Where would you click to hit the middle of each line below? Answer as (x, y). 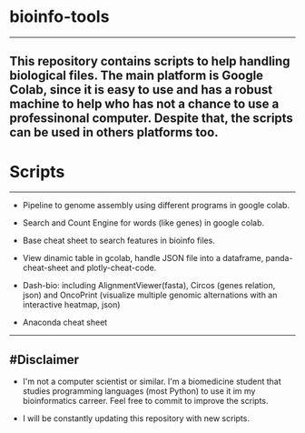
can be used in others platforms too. (114, 132)
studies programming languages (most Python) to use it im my (139, 391)
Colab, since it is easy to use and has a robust (141, 90)
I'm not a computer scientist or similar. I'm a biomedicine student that (152, 382)
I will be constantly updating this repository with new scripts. (136, 418)
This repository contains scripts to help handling (150, 61)
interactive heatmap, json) (71, 305)
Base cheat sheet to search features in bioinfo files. (118, 241)
